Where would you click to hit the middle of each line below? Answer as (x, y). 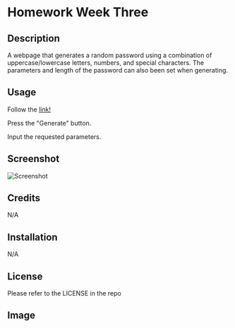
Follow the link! (29, 109)
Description (34, 38)
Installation (32, 237)
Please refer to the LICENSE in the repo (64, 293)
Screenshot (34, 159)
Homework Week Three (78, 12)
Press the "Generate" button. (49, 123)
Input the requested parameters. (54, 136)
